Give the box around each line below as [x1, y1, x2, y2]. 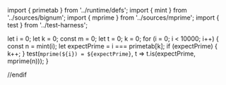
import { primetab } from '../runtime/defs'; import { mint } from [7, 6, 187, 14]
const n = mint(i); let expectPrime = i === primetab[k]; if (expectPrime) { [7, 42, 218, 50]
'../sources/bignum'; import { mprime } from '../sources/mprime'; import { [7, 13, 220, 22]
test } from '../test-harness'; [7, 21, 88, 29]
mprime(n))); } [7, 57, 49, 65]
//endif [7, 70, 27, 79]
